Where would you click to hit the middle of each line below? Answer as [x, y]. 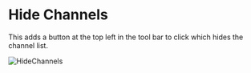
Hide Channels [58, 15]
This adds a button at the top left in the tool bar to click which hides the [126, 37]
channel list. [28, 45]
